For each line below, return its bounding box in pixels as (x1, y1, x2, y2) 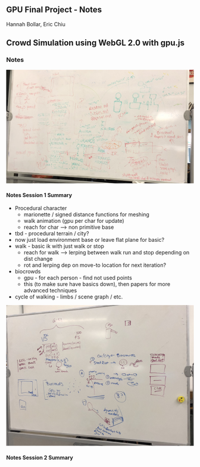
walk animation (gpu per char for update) (23, 217, 124, 225)
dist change (23, 256, 53, 263)
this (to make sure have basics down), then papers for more (23, 281, 171, 288)
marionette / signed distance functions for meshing (23, 211, 150, 218)
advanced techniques (23, 287, 77, 294)
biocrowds (14, 268, 41, 275)
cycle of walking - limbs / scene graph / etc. (14, 293, 123, 300)
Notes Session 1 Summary (6, 191, 73, 198)
